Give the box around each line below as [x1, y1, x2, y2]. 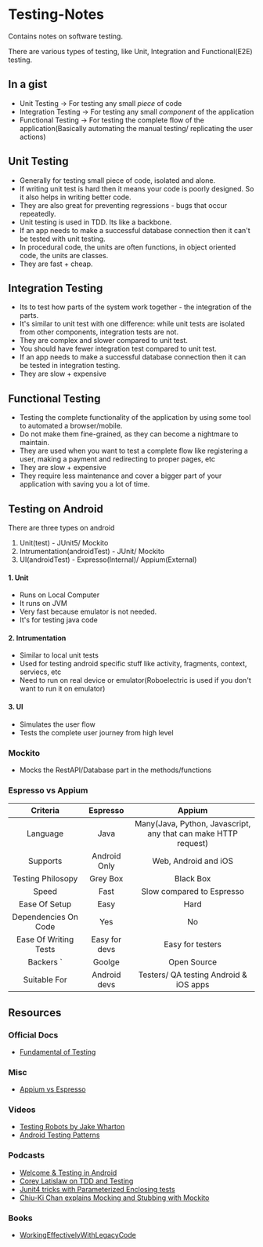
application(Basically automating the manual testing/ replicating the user [19, 123, 253, 133]
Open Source [168, 957, 218, 968]
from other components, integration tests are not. [19, 327, 178, 337]
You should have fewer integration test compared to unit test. [19, 344, 217, 354]
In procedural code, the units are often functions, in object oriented [19, 242, 236, 252]
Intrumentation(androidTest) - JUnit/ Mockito [19, 547, 165, 556]
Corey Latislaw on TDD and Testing [19, 1176, 134, 1186]
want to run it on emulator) [19, 684, 106, 694]
